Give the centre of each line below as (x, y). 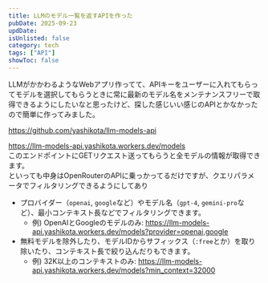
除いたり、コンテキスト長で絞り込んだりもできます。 (107, 251)
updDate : (23, 30)
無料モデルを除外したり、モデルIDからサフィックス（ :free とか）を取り (138, 241)
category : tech (34, 46)
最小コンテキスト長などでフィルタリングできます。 (122, 212)
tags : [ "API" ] (32, 53)
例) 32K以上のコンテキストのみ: (84, 261)
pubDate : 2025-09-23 (43, 23)
